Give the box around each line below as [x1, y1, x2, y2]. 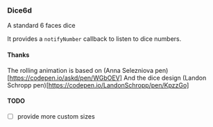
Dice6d [7, 6, 33, 15]
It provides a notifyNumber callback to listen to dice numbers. [7, 35, 182, 43]
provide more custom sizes [17, 112, 95, 120]
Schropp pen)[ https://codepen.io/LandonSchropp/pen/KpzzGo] [7, 81, 189, 89]
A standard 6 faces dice [7, 22, 76, 30]
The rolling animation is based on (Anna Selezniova [7, 66, 154, 74]
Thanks [7, 51, 30, 59]
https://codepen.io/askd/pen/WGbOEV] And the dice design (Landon [9, 74, 207, 82]
